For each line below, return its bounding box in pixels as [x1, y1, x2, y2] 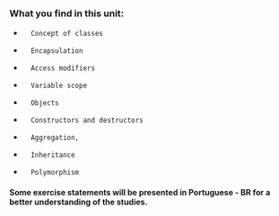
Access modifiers [31, 64, 96, 73]
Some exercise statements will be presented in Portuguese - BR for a [9, 186, 271, 197]
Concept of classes [31, 30, 103, 39]
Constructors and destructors [31, 116, 144, 125]
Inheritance [31, 151, 75, 160]
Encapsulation [31, 47, 83, 56]
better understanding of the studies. [9, 196, 148, 207]
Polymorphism [31, 168, 80, 177]
